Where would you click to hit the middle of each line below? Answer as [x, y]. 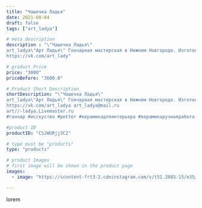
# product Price [26, 67]
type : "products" [28, 150]
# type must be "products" [40, 144]
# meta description [31, 40]
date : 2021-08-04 [28, 17]
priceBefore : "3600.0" [35, 78]
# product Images [28, 160]
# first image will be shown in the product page [70, 166]
